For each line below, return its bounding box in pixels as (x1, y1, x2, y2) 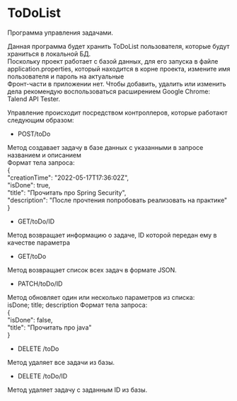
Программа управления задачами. (7, 28, 113, 37)
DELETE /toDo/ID (17, 371, 68, 380)
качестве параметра (7, 238, 71, 247)
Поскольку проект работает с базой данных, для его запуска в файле (7, 57, 219, 65)
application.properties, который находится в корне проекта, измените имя (7, 64, 231, 73)
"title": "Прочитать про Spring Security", (7, 188, 127, 197)
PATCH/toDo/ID (17, 279, 63, 288)
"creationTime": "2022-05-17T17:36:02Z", (7, 173, 129, 182)
